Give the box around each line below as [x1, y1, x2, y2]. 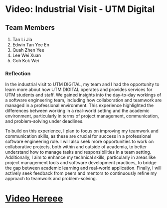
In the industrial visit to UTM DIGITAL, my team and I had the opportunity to [5, 81, 160, 88]
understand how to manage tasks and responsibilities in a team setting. [5, 149, 152, 155]
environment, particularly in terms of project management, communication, [5, 113, 160, 119]
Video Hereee [5, 193, 63, 205]
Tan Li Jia [12, 36, 32, 42]
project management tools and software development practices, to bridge [5, 160, 157, 166]
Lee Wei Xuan [12, 52, 41, 58]
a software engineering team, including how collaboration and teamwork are [5, 97, 162, 103]
